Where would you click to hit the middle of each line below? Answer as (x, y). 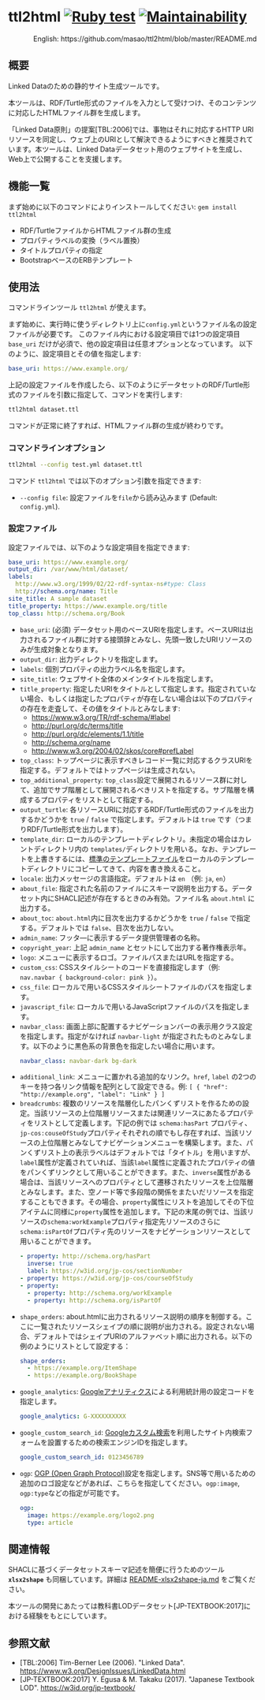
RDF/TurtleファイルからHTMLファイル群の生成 (95, 230)
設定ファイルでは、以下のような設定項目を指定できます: (99, 547)
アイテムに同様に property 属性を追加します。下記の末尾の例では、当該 (133, 1212)
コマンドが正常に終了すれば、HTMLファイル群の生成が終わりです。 (118, 426)
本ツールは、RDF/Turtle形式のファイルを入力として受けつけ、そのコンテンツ (132, 103)
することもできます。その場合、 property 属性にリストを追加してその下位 (137, 1202)
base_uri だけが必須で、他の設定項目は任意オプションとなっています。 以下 (131, 344)
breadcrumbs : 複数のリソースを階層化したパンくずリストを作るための (131, 1103)
